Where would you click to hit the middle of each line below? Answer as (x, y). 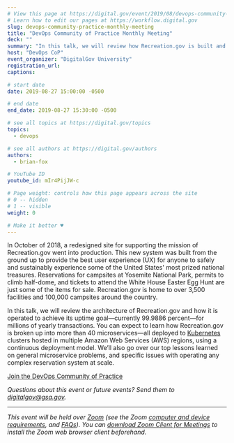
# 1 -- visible (29, 206)
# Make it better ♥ (36, 225)
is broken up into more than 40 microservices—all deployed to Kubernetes (114, 333)
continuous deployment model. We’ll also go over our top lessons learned (112, 348)
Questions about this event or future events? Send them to (91, 390)
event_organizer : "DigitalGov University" (70, 59)
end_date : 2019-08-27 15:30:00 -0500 (62, 110)
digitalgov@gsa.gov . (37, 397)
